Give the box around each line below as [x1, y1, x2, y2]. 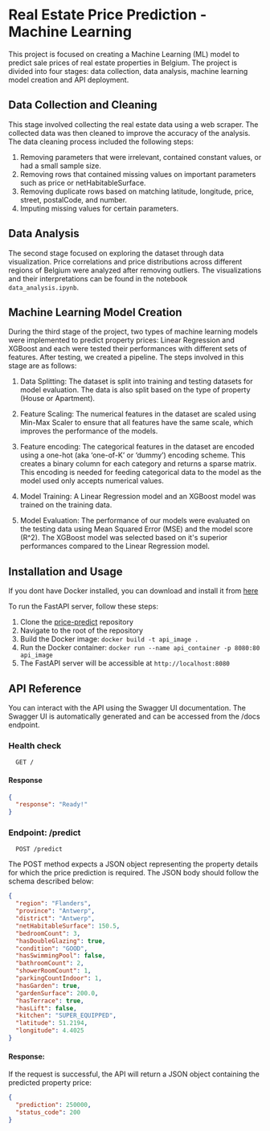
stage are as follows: [8, 361, 77, 371]
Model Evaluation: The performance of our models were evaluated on [19, 516, 251, 526]
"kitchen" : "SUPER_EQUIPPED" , [15, 1011, 117, 1020]
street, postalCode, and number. [19, 195, 127, 204]
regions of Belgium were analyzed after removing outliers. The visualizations [8, 265, 262, 275]
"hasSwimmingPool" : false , [15, 952, 106, 960]
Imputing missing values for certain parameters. [19, 203, 179, 213]
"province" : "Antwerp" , [15, 907, 95, 916]
